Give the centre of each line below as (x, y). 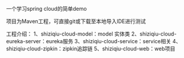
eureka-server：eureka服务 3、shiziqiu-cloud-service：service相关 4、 (94, 41)
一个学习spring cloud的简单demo (46, 9)
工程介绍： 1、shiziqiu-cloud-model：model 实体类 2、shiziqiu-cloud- (91, 34)
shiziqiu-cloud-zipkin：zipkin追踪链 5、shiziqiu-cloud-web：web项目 (91, 49)
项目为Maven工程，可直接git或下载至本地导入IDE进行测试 (76, 21)
